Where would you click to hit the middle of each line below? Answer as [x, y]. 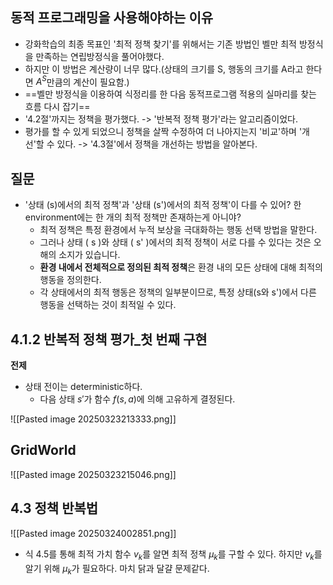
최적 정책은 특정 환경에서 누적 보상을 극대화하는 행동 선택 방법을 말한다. [178, 230]
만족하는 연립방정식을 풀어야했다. [100, 56]
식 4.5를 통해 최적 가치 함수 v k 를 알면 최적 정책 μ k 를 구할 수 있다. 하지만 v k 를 [173, 555]
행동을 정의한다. [70, 280]
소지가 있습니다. [89, 255]
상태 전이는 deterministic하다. [83, 387]
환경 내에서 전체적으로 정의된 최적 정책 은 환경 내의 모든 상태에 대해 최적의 [181, 267]
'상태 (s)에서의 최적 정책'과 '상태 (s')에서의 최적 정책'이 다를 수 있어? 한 [163, 205]
